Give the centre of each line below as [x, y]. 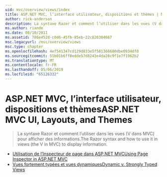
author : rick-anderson [29, 19]
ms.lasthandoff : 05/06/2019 [34, 70]
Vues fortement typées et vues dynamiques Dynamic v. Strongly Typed [85, 164]
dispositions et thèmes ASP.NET [73, 109]
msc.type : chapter [24, 47]
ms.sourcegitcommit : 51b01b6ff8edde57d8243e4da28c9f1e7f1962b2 [72, 56]
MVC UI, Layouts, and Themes [69, 120]
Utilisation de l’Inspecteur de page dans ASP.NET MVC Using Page [80, 154]
